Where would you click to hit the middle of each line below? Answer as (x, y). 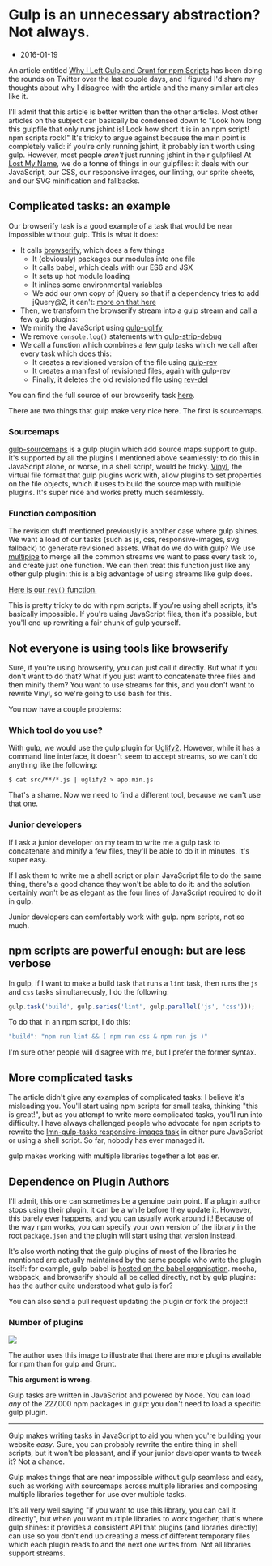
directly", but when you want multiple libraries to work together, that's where (136, 1519)
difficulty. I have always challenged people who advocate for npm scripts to (134, 1123)
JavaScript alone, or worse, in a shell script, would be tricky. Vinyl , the (125, 467)
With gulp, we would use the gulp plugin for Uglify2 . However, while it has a (134, 748)
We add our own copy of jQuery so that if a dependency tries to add (146, 293)
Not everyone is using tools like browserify (119, 648)
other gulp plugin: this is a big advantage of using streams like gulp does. (130, 574)
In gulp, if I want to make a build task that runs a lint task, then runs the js (133, 983)
